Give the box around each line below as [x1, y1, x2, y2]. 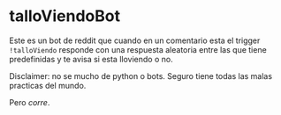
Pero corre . [9, 97, 50, 107]
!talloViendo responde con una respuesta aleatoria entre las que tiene [9, 44, 267, 54]
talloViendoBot [9, 6, 121, 26]
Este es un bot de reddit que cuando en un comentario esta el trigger [9, 35, 261, 46]
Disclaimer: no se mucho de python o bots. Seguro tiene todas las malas [9, 70, 272, 81]
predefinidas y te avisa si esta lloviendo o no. [9, 54, 174, 64]
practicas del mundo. [9, 80, 87, 90]
